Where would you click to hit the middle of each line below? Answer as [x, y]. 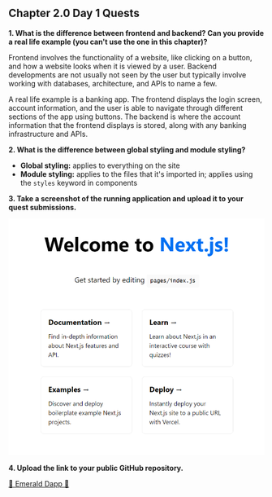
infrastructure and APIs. [48, 134]
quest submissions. [43, 207]
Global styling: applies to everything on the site [100, 165]
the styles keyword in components [79, 183]
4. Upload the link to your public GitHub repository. [96, 468]
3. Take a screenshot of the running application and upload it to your [126, 198]
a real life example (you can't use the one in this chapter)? [108, 42]
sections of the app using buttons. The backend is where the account [125, 117]
